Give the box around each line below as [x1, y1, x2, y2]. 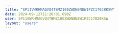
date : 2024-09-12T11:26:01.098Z [5, 12, 71, 16]
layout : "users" [5, 20, 38, 26]
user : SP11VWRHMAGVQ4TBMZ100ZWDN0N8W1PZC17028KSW [5, 16, 109, 21]
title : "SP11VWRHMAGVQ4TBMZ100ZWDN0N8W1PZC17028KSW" [5, 7, 115, 12]
